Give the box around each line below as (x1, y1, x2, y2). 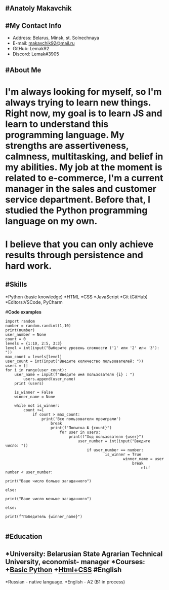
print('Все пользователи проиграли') (41, 416, 121, 422)
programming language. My (5, 129, 125, 141)
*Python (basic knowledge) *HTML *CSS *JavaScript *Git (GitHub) (5, 294, 148, 300)
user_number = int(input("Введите (77, 438, 151, 443)
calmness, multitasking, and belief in (5, 151, 163, 162)
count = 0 (5, 336, 26, 341)
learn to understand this (5, 118, 109, 130)
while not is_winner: (14, 403, 60, 408)
